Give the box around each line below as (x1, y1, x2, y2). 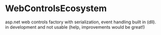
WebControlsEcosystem (5, 3, 107, 14)
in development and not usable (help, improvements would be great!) (5, 24, 145, 30)
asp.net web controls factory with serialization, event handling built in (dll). (5, 19, 157, 25)
